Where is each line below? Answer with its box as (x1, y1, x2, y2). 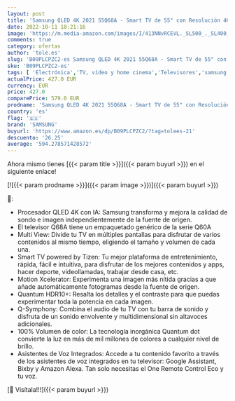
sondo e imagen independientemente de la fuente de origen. (17, 215, 192, 224)
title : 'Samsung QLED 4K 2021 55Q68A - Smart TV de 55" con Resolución (7, 17, 220, 24)
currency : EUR (7, 82, 49, 89)
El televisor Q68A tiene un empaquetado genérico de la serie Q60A (17, 223, 212, 231)
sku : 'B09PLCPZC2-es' (7, 62, 71, 69)
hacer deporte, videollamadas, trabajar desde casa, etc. (17, 268, 179, 276)
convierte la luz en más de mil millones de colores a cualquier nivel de (17, 334, 220, 344)
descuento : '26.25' (7, 134, 64, 141)
